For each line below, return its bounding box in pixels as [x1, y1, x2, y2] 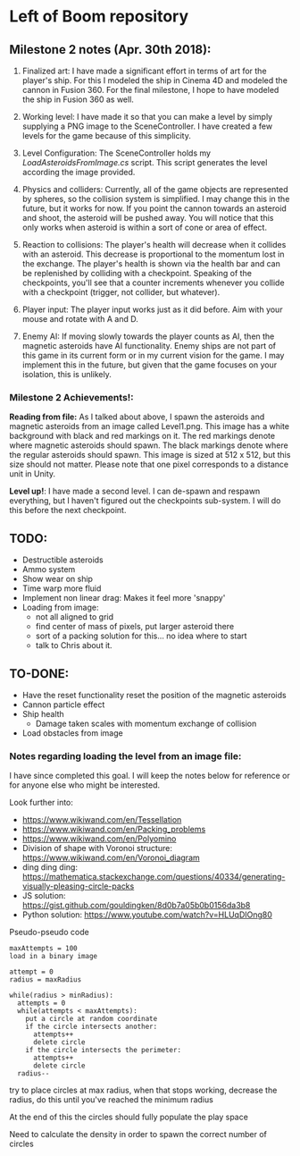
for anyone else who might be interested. [9, 780, 161, 790]
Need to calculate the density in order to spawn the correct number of [9, 1129, 268, 1140]
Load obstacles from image [21, 727, 123, 738]
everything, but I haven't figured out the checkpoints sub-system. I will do [9, 495, 281, 506]
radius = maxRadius [9, 975, 82, 984]
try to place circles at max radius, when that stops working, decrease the [9, 1084, 278, 1096]
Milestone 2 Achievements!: [9, 391, 134, 403]
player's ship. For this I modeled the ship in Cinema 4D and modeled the [21, 75, 288, 86]
